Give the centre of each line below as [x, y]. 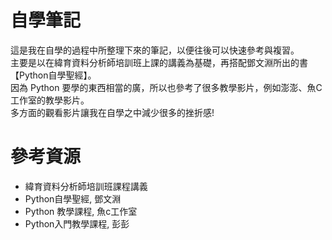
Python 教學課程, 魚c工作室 [81, 211]
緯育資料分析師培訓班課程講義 [86, 186]
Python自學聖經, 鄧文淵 [73, 198]
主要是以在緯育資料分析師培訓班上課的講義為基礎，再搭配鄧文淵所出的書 [159, 62]
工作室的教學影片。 [50, 100]
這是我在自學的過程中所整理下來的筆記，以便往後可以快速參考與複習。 [155, 50]
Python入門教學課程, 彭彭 [77, 223]
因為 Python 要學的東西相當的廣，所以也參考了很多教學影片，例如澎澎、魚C [166, 87]
